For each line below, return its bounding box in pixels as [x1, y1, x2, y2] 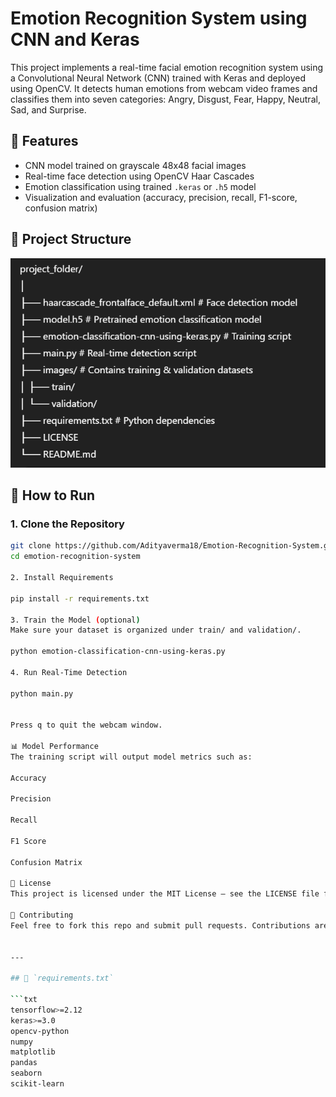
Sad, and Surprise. [10, 103, 87, 116]
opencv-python [10, 1026, 70, 1036]
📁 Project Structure [10, 231, 132, 248]
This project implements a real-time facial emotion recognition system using [10, 61, 324, 73]
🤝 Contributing [10, 910, 74, 921]
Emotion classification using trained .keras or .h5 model [24, 180, 257, 192]
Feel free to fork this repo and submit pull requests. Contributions [10, 920, 311, 931]
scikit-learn [10, 1079, 65, 1089]
